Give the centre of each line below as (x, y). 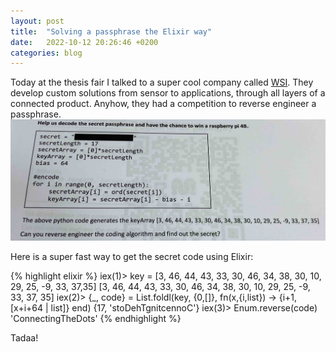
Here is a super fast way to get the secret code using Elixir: (132, 257)
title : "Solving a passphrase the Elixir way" (111, 31)
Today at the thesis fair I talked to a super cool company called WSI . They (162, 82)
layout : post (37, 21)
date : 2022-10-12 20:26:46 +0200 (84, 42)
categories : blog (46, 53)
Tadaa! (24, 338)
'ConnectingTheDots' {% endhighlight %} (96, 319)
